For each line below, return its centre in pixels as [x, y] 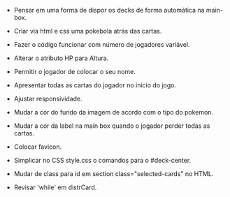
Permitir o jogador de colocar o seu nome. [75, 72]
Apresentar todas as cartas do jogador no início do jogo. [95, 85]
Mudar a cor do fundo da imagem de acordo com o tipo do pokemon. [114, 112]
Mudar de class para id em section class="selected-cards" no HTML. [114, 174]
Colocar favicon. [37, 147]
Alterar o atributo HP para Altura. [61, 58]
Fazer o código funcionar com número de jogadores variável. [102, 44]
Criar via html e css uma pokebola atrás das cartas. [88, 31]
